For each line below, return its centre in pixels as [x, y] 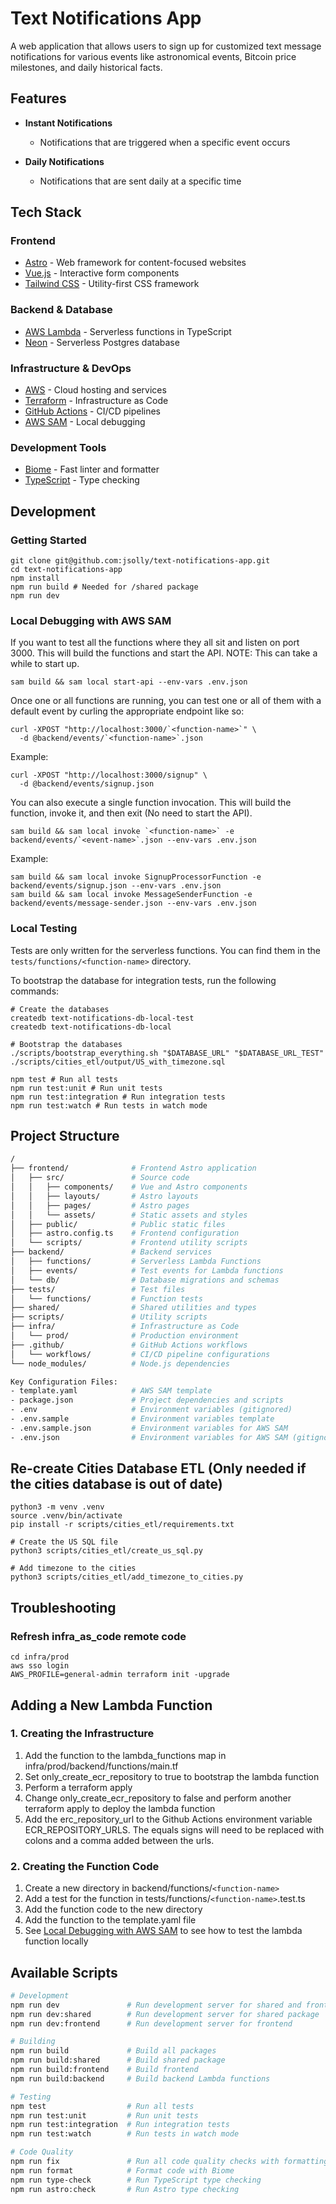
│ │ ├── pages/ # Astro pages [100, 1205]
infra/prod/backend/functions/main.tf [101, 1766]
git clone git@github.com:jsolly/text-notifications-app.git [140, 561]
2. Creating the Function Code [85, 1866]
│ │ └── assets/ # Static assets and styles [129, 1215]
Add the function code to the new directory [113, 1909]
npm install [35, 578]
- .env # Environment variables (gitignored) [151, 1410]
